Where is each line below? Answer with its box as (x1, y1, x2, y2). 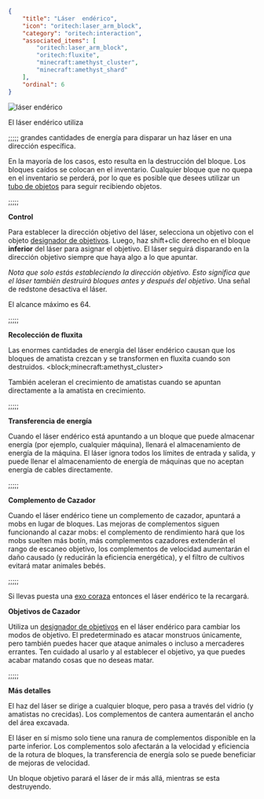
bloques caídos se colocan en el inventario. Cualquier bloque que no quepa (8, 165, 253, 174)
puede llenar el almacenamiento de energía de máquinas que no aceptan (8, 457, 244, 466)
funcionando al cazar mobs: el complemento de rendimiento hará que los (8, 527, 245, 537)
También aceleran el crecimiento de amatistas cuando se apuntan (8, 377, 222, 387)
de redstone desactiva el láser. (8, 284, 108, 294)
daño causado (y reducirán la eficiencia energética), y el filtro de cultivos (8, 552, 245, 562)
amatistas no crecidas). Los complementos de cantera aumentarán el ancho (8, 709, 255, 719)
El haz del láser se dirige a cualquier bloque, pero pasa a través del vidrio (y (8, 701, 254, 710)
